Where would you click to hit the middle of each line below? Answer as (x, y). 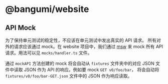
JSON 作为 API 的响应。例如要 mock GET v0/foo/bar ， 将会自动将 (92, 69)
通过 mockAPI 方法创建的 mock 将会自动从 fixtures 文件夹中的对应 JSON (80, 63)
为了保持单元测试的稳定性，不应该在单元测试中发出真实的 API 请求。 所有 (81, 40)
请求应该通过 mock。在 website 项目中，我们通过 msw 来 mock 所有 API (88, 46)
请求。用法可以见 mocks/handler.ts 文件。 (49, 53)
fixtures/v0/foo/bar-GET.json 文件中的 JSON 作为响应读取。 (69, 76)
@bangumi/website (47, 9)
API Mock (21, 28)
